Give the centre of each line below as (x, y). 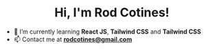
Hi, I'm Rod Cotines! (112, 13)
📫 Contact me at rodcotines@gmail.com (73, 39)
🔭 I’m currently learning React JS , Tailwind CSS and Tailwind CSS (107, 32)
